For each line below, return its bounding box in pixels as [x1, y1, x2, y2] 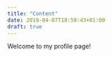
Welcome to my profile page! [7, 42, 92, 51]
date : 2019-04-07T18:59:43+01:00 [7, 17, 106, 24]
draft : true [7, 23, 42, 30]
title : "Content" [7, 10, 58, 17]
